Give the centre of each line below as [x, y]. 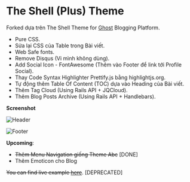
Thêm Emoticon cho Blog [46, 160]
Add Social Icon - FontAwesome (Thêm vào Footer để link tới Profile [98, 65]
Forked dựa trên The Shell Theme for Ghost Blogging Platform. [83, 28]
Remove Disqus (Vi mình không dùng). [62, 58]
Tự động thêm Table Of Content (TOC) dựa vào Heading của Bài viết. [99, 84]
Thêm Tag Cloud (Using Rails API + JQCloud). [71, 90]
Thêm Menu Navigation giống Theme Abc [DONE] [76, 154]
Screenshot [21, 108]
